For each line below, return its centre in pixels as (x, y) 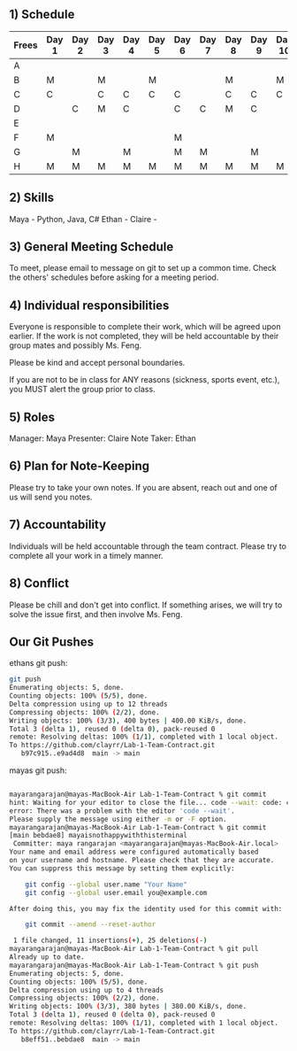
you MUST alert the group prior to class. (83, 390)
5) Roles (32, 417)
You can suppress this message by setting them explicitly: (122, 868)
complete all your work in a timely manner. (86, 555)
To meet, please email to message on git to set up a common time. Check (143, 268)
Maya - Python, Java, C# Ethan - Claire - (83, 219)
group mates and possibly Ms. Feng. (76, 345)
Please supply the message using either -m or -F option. (118, 819)
